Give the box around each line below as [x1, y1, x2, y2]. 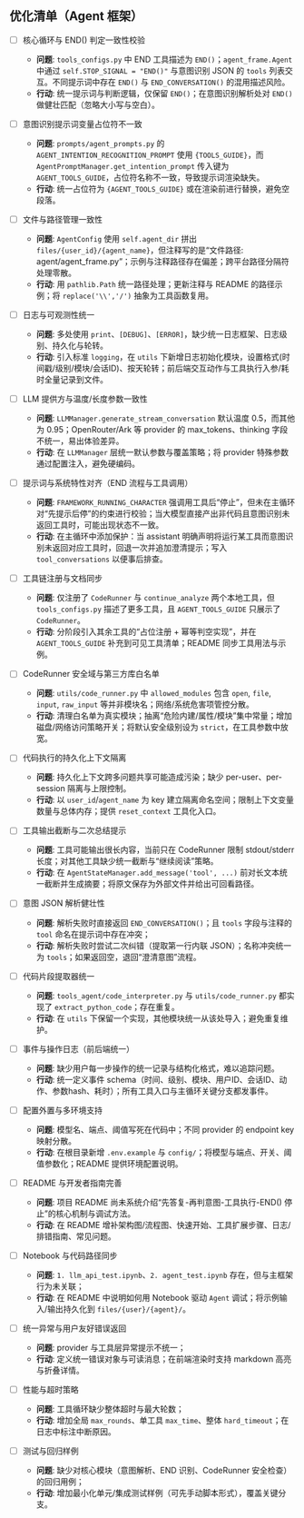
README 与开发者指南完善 [22, 1177, 123, 1188]
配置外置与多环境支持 [22, 1105, 103, 1116]
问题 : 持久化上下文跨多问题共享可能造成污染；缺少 [35, 771, 224, 783]
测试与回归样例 [22, 1445, 79, 1456]
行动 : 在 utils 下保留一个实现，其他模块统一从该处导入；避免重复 [35, 1012, 281, 1024]
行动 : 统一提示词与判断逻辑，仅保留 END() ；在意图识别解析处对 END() [35, 87, 293, 98]
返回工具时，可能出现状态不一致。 [35, 520, 164, 531]
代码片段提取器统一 [22, 970, 95, 981]
